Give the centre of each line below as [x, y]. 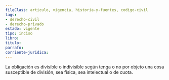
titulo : [13, 43]
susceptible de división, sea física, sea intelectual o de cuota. [69, 72]
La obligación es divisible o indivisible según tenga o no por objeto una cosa [85, 67]
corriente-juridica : [27, 52]
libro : [12, 38]
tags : [11, 15]
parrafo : [14, 48]
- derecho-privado [25, 24]
